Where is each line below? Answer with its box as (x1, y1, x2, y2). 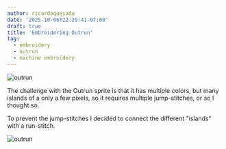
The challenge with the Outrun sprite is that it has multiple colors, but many (7, 86, 219, 94)
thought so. (7, 100, 40, 109)
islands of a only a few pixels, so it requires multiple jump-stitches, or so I (7, 94, 214, 102)
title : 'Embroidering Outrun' (7, 29, 94, 36)
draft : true (7, 23, 41, 29)
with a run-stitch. (7, 121, 55, 130)
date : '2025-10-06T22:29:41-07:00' (7, 16, 109, 23)
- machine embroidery (13, 55, 75, 62)
